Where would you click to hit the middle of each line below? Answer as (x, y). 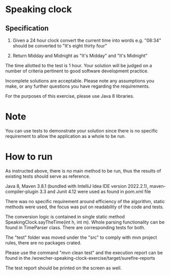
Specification (27, 28)
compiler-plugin (22, 191)
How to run (29, 157)
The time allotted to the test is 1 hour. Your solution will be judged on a (79, 65)
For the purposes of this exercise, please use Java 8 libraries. (70, 96)
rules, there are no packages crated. (43, 242)
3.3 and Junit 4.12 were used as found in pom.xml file (95, 191)
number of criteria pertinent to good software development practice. (77, 71)
